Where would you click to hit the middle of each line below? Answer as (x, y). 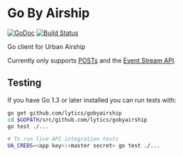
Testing (24, 83)
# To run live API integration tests (63, 139)
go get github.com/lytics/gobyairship (65, 113)
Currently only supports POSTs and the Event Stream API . (91, 60)
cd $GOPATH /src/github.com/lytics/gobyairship (77, 120)
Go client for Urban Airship (46, 46)
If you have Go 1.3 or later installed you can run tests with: (92, 100)
